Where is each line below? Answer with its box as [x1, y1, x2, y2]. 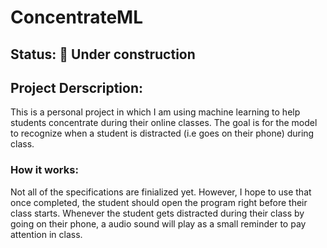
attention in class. [10, 228, 83, 240]
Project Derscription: [10, 79, 144, 96]
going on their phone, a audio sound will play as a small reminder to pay [10, 217, 307, 230]
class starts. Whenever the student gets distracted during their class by [10, 207, 305, 219]
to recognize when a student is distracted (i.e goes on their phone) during [10, 127, 315, 140]
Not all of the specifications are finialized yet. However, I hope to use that [10, 186, 312, 198]
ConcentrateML [10, 6, 144, 29]
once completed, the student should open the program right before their [10, 196, 308, 208]
